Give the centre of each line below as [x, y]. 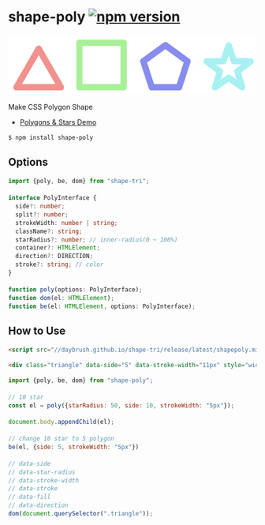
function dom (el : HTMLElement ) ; [61, 298]
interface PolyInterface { [52, 198]
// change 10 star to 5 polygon [61, 439]
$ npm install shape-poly [50, 137]
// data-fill [30, 497]
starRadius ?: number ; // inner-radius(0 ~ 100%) [97, 240]
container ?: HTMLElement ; [58, 248]
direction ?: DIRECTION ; [54, 257]
